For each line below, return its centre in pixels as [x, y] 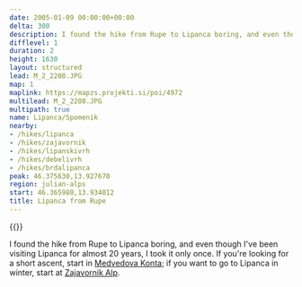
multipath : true [40, 109]
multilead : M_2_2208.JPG [56, 101]
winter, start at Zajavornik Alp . [65, 272]
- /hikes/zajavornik [48, 143]
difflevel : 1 [34, 43]
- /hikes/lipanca [42, 135]
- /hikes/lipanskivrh [50, 151]
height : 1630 [34, 59]
